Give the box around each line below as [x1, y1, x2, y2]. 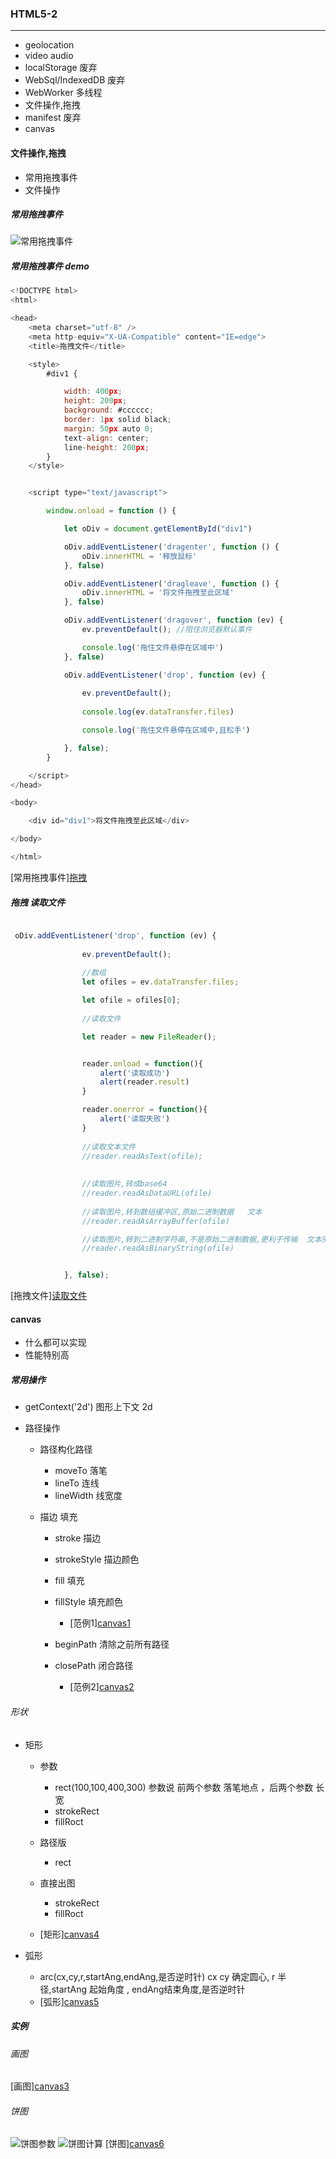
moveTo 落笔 [54, 1465, 108, 1477]
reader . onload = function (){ [81, 1058, 203, 1069]
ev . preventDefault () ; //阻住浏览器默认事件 [81, 625, 253, 635]
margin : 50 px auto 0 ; [63, 423, 155, 434]
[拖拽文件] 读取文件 [10, 1290, 88, 1302]
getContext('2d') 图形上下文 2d [24, 1401, 153, 1413]
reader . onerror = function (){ [81, 1105, 208, 1115]
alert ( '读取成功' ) [99, 1068, 171, 1078]
